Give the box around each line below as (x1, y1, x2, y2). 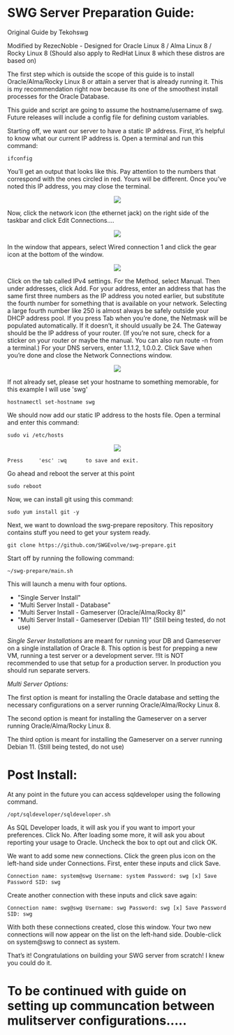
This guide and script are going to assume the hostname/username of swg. (7, 105, 224, 114)
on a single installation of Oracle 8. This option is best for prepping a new (7, 644, 218, 652)
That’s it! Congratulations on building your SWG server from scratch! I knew (7, 951, 225, 960)
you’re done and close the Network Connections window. (7, 351, 173, 359)
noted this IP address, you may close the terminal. (7, 182, 152, 190)
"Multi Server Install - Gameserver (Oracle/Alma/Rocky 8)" (17, 608, 187, 616)
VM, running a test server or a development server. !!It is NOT (7, 651, 184, 659)
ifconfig (7, 155, 33, 162)
